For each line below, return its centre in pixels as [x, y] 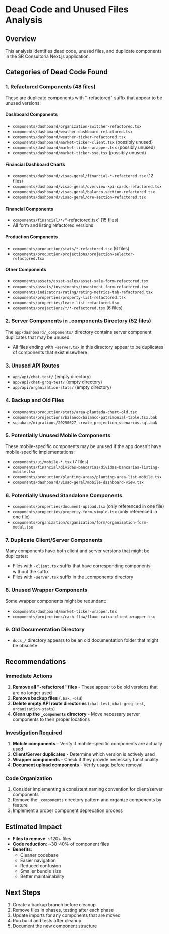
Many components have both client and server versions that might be [77, 551]
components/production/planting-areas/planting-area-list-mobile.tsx [87, 477]
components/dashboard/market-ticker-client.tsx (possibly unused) [83, 142]
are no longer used [32, 693]
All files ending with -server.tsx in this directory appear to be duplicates [88, 347]
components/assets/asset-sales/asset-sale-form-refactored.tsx [80, 281]
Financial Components [30, 209]
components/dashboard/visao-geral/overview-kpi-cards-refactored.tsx [87, 187]
